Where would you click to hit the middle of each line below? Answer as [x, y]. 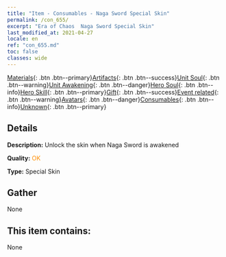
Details [22, 128]
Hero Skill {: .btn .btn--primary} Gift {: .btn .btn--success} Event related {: [120, 92]
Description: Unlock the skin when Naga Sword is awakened [93, 145]
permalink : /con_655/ [38, 20]
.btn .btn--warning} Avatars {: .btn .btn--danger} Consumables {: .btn [102, 99]
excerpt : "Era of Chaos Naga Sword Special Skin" [81, 26]
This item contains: [49, 231]
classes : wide [27, 58]
